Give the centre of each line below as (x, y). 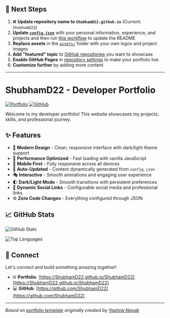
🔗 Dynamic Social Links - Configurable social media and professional (85, 187)
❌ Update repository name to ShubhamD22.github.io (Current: (77, 21)
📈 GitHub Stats (30, 214)
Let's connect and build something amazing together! (61, 267)
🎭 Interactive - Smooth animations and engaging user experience (82, 175)
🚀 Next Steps (26, 9)
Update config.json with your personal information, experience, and (84, 32)
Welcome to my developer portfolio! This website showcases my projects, (82, 114)
